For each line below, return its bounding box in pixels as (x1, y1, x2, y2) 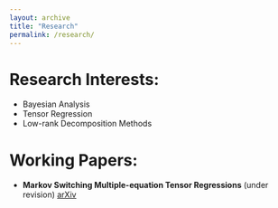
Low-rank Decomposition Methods (22, 118, 153, 129)
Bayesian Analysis (22, 99, 90, 109)
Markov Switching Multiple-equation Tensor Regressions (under (22, 180, 269, 191)
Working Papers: (9, 150, 138, 170)
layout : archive (9, 13, 70, 23)
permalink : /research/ (9, 30, 95, 39)
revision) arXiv (22, 189, 77, 200)
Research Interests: (9, 69, 160, 90)
